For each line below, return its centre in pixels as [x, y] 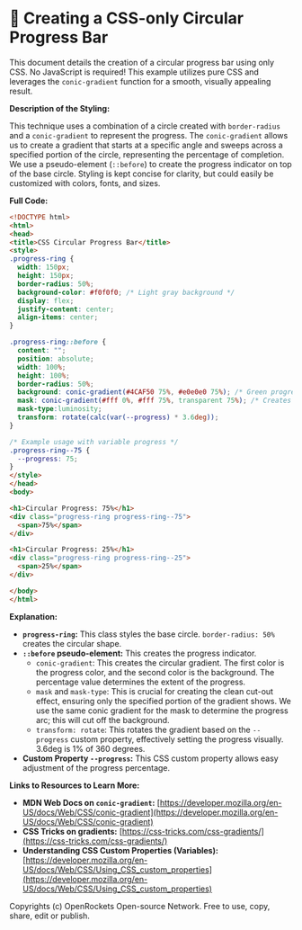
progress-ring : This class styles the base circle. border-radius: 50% [149, 634]
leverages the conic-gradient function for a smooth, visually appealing [140, 81]
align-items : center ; [58, 317]
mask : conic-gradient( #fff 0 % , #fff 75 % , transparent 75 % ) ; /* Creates [155, 401]
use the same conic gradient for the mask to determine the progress [162, 711]
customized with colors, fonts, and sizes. [85, 183]
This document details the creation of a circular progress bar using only [142, 62]
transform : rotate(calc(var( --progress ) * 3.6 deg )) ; [118, 417]
